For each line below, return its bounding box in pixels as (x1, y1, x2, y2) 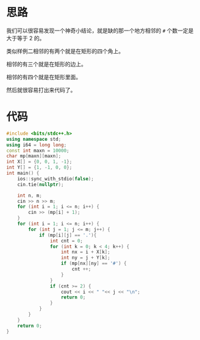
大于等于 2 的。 (6, 34, 45, 41)
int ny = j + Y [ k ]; (60, 255, 111, 261)
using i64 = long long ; (6, 141, 67, 148)
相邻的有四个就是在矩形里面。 (6, 73, 81, 80)
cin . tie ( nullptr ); (17, 181, 64, 188)
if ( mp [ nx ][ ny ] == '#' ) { (60, 260, 127, 267)
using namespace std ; (6, 136, 62, 142)
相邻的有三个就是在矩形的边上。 (6, 60, 87, 68)
